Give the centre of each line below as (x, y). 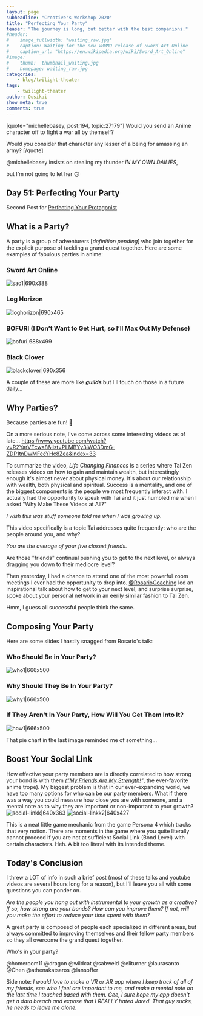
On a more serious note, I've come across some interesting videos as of (96, 434)
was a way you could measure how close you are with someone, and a (95, 800)
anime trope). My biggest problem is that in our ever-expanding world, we (98, 787)
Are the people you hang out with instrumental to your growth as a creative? (101, 902)
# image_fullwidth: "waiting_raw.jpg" (59, 40)
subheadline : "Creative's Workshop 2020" (59, 18)
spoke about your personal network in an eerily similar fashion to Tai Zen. (98, 596)
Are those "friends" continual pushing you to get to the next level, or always (101, 558)
